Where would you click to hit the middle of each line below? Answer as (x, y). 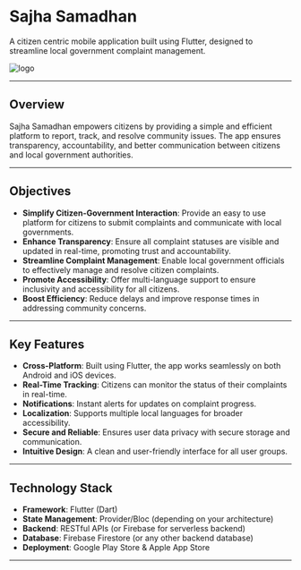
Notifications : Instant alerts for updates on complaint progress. (139, 404)
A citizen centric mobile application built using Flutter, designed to (131, 41)
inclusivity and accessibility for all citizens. (101, 289)
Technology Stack (61, 488)
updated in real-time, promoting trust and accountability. (126, 251)
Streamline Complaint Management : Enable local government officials (153, 260)
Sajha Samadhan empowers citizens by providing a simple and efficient (141, 126)
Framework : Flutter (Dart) (70, 510)
